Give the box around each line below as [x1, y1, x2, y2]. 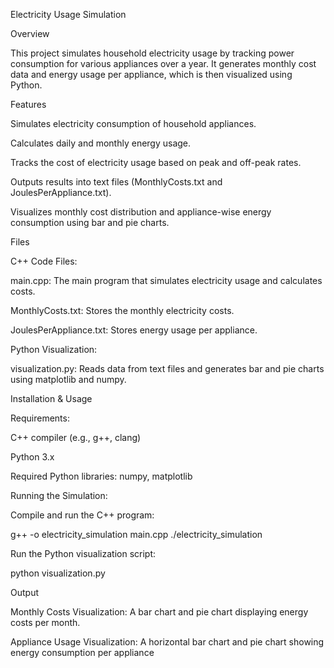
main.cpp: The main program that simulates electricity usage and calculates [10, 275, 323, 286]
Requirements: [10, 412, 70, 424]
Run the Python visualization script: [10, 548, 157, 559]
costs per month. [10, 617, 81, 628]
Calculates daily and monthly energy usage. [10, 137, 192, 149]
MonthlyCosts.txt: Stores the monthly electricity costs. [10, 305, 235, 316]
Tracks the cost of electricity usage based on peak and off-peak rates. [10, 157, 302, 168]
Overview [10, 28, 50, 39]
